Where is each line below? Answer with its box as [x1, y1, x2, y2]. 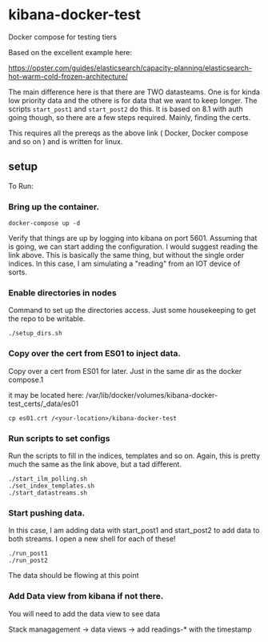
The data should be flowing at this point [8, 571, 139, 580]
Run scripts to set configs [8, 432, 110, 443]
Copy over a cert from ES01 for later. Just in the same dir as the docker [8, 366, 242, 375]
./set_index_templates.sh [8, 482, 94, 490]
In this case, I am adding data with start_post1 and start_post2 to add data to [8, 526, 260, 536]
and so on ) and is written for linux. [8, 136, 123, 146]
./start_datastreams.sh [8, 488, 88, 497]
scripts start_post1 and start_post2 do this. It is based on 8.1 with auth [8, 104, 243, 114]
